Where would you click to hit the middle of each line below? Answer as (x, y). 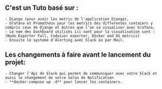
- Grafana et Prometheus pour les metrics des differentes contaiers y (79, 23)
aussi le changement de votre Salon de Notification (59, 77)
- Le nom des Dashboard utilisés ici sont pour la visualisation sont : (80, 32)
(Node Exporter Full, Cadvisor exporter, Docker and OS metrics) (72, 36)
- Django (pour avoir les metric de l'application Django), (67, 19)
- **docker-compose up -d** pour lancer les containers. (64, 82)
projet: (15, 62)
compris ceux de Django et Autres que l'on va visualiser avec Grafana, (80, 27)
